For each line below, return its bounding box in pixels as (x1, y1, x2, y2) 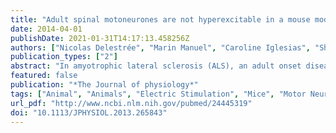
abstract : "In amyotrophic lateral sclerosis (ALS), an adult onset (10, 61, 302, 71)
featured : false (10, 71, 78, 81)
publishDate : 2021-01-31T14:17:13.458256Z (10, 33, 190, 43)
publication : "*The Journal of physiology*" (10, 80, 199, 90)
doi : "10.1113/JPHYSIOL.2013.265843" (10, 107, 168, 118)
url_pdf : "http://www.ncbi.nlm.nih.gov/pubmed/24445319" (10, 98, 253, 108)
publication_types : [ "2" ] (10, 52, 118, 62)
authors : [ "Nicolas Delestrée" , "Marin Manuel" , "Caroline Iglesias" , (10, 42, 311, 53)
